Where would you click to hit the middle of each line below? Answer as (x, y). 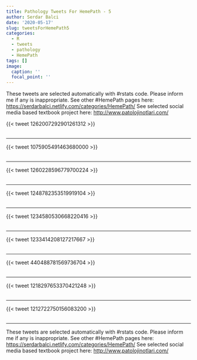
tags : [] (17, 60)
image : (14, 66)
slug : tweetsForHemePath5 (38, 28)
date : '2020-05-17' (30, 22)
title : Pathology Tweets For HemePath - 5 (59, 11)
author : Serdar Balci (33, 17)
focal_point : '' (31, 77)
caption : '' (26, 72)
